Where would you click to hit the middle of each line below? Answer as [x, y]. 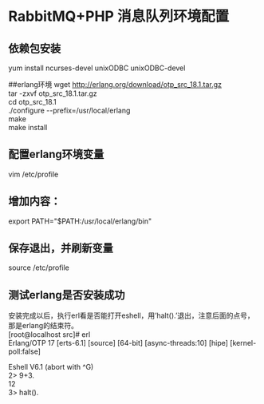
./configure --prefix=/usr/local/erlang [69, 110]
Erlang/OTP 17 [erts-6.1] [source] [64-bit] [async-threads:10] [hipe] [118, 343]
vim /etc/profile [33, 174]
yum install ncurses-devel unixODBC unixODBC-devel [97, 68]
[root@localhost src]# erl [49, 335]
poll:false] [25, 351]
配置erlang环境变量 [56, 154]
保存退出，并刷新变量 [61, 248]
